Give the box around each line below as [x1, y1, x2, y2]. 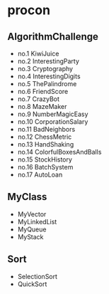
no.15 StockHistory [17, 155, 73, 164]
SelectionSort [17, 272, 58, 280]
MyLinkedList [17, 217, 57, 226]
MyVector [17, 209, 47, 219]
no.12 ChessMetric [17, 132, 72, 141]
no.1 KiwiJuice [17, 49, 59, 58]
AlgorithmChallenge [7, 31, 99, 43]
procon [7, 2, 51, 19]
